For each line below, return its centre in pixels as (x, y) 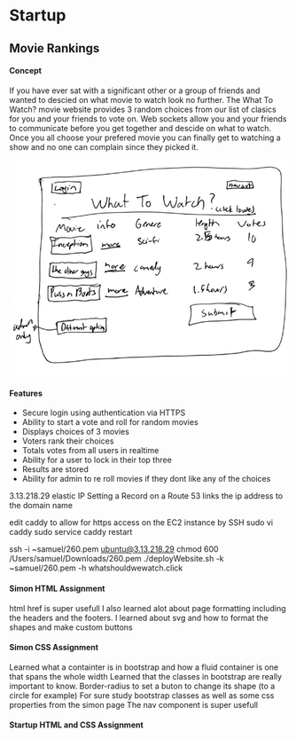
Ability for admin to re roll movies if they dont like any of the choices (146, 479)
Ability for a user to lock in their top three (97, 460)
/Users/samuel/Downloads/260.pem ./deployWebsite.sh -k (117, 559)
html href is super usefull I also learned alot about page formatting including (148, 608)
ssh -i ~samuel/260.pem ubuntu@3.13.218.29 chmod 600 (114, 549)
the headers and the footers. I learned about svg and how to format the (139, 617)
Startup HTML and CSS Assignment (76, 725)
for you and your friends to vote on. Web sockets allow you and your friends (148, 118)
